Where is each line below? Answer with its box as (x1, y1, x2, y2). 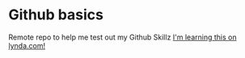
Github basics (8, 6, 103, 24)
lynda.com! (8, 40, 46, 50)
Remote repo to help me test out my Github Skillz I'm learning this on (8, 32, 237, 42)
